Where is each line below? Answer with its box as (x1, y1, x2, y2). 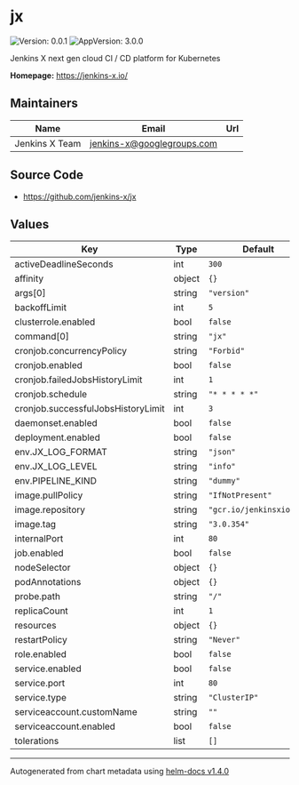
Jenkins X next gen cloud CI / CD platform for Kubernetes (10, 52, 221, 63)
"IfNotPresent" (208, 491, 272, 501)
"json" (208, 447, 236, 457)
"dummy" (208, 476, 240, 486)
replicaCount (14, 605, 69, 617)
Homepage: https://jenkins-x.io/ (10, 69, 128, 81)
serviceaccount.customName (14, 706, 138, 718)
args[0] (14, 287, 46, 300)
